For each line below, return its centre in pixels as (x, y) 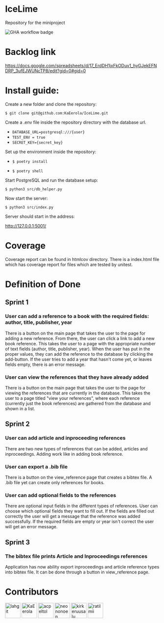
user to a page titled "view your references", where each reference (72, 398)
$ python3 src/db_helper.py (34, 189)
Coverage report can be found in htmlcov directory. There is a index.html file (82, 259)
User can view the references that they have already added (77, 377)
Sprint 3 (18, 542)
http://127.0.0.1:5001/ (26, 226)
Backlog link (31, 52)
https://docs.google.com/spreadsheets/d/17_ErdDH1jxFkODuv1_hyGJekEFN (81, 65)
